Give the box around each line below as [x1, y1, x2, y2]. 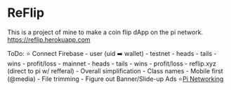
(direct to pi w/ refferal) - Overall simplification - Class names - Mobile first [7, 66, 223, 75]
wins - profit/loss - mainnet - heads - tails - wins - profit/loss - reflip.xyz [7, 59, 216, 68]
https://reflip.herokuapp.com [7, 35, 91, 43]
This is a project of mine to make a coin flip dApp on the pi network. [7, 28, 204, 36]
